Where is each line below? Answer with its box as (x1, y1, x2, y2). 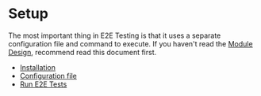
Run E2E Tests (19, 79, 67, 89)
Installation (19, 62, 56, 72)
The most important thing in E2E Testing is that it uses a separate (8, 31, 221, 40)
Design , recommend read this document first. (8, 47, 157, 57)
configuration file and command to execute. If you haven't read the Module (8, 39, 253, 48)
